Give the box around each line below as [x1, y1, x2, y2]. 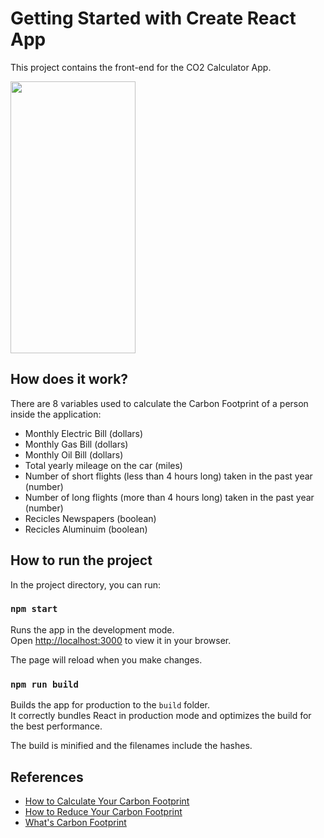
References [10, 768, 84, 786]
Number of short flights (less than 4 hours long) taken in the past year [24, 470, 313, 482]
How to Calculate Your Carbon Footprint [24, 795, 190, 807]
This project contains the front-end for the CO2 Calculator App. [10, 61, 272, 73]
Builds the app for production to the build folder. [10, 699, 211, 711]
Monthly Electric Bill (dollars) [24, 427, 144, 439]
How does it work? [10, 371, 129, 388]
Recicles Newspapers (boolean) [24, 512, 157, 524]
